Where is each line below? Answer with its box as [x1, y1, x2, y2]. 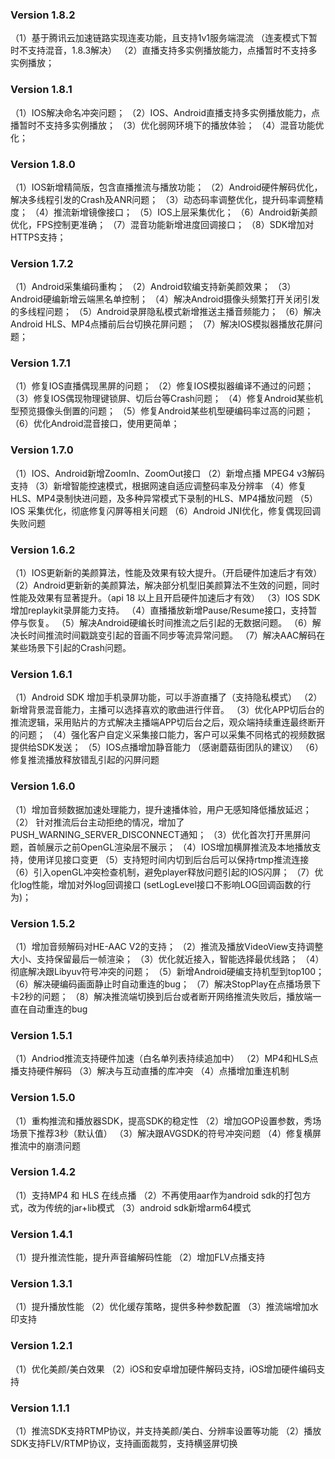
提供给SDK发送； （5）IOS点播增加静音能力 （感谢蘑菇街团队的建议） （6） [10, 741, 324, 753]
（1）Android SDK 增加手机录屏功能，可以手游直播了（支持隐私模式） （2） [10, 691, 323, 703]
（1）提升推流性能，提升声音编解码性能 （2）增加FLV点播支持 [10, 1251, 266, 1263]
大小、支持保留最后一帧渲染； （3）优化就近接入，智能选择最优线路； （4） [10, 953, 325, 965]
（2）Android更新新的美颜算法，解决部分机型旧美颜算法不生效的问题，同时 [10, 579, 320, 592]
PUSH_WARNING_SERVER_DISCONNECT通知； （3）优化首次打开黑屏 [10, 828, 302, 840]
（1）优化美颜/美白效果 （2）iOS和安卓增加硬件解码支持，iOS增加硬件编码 [10, 1363, 317, 1375]
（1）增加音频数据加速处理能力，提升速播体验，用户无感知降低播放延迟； [10, 803, 312, 815]
